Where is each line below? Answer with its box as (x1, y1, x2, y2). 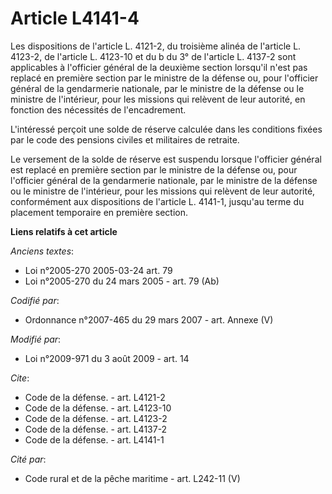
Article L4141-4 (10, 7, 140, 30)
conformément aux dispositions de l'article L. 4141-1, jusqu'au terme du (10, 195, 305, 207)
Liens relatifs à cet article (10, 225, 118, 237)
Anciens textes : (10, 245, 75, 257)
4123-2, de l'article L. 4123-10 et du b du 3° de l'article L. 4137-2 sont (10, 50, 297, 62)
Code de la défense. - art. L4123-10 (24, 402, 172, 414)
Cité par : (10, 453, 47, 465)
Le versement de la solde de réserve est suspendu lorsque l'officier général (10, 153, 322, 165)
